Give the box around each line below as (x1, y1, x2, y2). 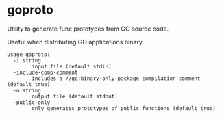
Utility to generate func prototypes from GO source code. (7, 25, 169, 33)
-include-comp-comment (13, 69, 78, 76)
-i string (13, 57, 41, 64)
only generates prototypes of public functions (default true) (32, 105, 216, 111)
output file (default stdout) (32, 93, 118, 100)
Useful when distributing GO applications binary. (7, 38, 144, 46)
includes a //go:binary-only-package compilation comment (32, 75, 201, 82)
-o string (13, 87, 41, 94)
